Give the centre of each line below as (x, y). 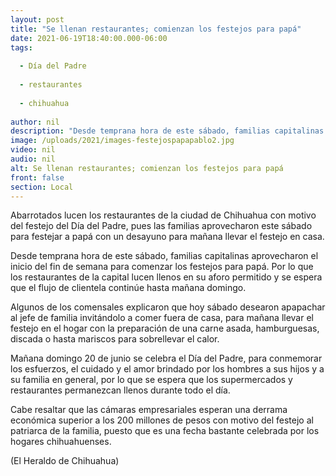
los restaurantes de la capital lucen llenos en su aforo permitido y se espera (166, 277)
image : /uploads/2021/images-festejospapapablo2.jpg (122, 141)
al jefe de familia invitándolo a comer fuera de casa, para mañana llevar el (162, 318)
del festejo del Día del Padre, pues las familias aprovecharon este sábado (161, 226)
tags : (21, 47)
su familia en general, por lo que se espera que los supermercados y (151, 380)
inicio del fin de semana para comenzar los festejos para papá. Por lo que (162, 267)
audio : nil (33, 159)
